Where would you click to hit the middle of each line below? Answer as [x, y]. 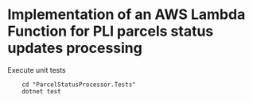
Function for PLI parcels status [111, 31]
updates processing [75, 48]
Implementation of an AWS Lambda [127, 15]
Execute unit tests [37, 70]
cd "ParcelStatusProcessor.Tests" [79, 85]
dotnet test [41, 91]
